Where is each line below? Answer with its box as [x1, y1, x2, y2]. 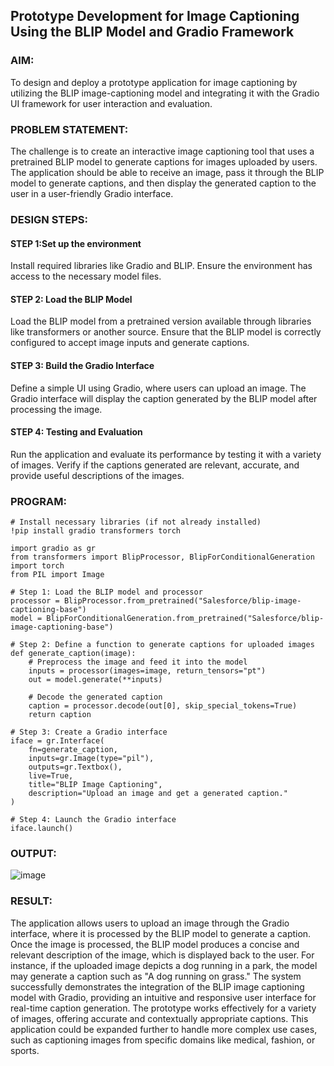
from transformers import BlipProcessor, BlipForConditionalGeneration [10, 552, 315, 563]
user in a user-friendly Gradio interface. [10, 187, 174, 199]
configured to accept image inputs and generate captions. [10, 337, 250, 349]
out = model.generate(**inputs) [28, 675, 163, 685]
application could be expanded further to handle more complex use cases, [10, 1023, 318, 1035]
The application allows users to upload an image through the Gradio [10, 917, 290, 929]
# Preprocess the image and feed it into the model [28, 657, 248, 668]
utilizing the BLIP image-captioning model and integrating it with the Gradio [10, 87, 320, 99]
